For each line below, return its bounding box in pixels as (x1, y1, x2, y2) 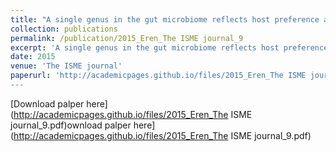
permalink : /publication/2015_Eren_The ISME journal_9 (10, 33, 244, 43)
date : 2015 (10, 52, 56, 62)
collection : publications (10, 24, 118, 34)
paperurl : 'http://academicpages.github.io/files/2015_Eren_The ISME (10, 71, 307, 81)
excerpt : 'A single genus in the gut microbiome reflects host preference (10, 42, 329, 53)
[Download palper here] (10, 97, 108, 110)
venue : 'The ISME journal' (10, 61, 123, 71)
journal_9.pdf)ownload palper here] (10, 119, 156, 131)
